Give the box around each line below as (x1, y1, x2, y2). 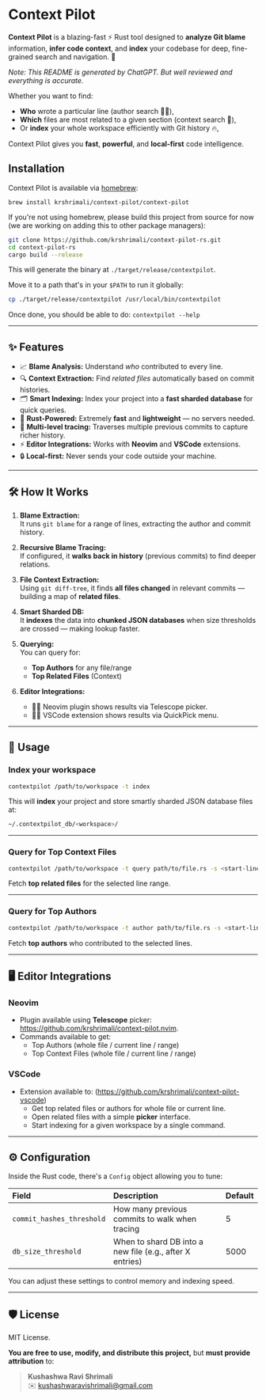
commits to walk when (113, 1213, 197, 1224)
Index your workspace (8, 764, 97, 776)
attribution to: (8, 1356, 55, 1366)
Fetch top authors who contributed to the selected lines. (8, 938, 192, 947)
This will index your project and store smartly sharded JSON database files (8, 797, 253, 806)
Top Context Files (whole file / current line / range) (31, 1049, 196, 1058)
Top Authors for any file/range (31, 662, 132, 672)
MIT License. (8, 1333, 51, 1342)
